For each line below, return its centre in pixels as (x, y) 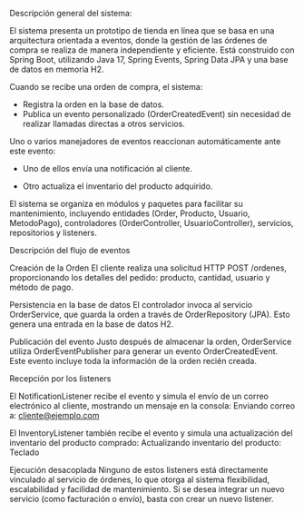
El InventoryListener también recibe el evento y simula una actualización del (151, 433)
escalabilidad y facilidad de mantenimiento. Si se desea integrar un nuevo (147, 489)
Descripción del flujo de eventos (70, 250)
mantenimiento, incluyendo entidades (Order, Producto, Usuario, (130, 213)
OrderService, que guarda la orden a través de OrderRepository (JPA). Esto (150, 314)
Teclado (25, 452)
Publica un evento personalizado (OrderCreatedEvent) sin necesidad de (157, 114)
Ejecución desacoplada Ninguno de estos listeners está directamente (139, 470)
